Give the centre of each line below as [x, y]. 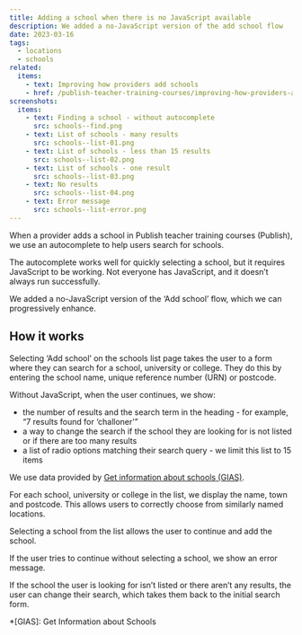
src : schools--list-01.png [84, 143]
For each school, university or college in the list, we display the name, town [148, 494]
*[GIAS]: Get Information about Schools [83, 622]
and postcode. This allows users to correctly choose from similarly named [147, 504]
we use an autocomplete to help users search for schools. [117, 244]
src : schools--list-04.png [84, 193]
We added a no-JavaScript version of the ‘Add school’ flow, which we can [146, 298]
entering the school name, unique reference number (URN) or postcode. [143, 377]
